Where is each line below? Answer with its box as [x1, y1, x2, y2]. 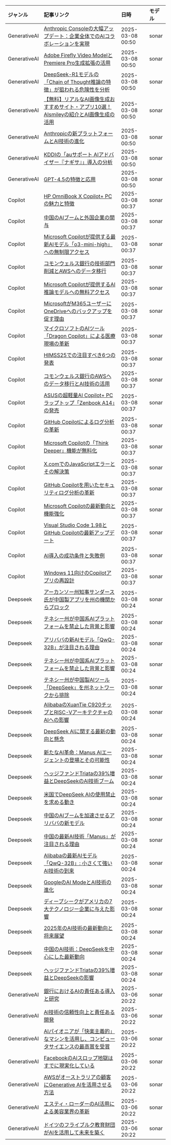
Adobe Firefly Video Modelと [43, 52, 113, 59]
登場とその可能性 [69, 756, 110, 764]
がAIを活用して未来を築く [43, 1129, 105, 1136]
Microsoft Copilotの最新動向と [43, 503, 116, 509]
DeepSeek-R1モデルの [43, 71, 99, 78]
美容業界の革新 [53, 1108, 90, 1115]
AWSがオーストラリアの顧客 [43, 1074, 111, 1080]
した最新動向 [53, 953, 85, 960]
